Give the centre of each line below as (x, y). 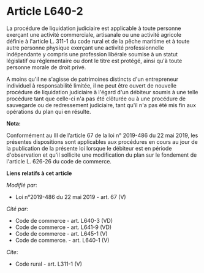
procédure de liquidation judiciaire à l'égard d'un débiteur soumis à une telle (102, 92)
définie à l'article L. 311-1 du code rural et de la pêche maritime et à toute (98, 41)
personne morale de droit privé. (46, 67)
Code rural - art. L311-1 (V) (49, 264)
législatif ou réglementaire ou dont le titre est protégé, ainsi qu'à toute (94, 61)
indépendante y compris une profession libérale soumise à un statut (92, 54)
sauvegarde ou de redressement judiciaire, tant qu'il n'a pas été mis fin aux (101, 105)
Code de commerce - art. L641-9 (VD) (63, 227)
